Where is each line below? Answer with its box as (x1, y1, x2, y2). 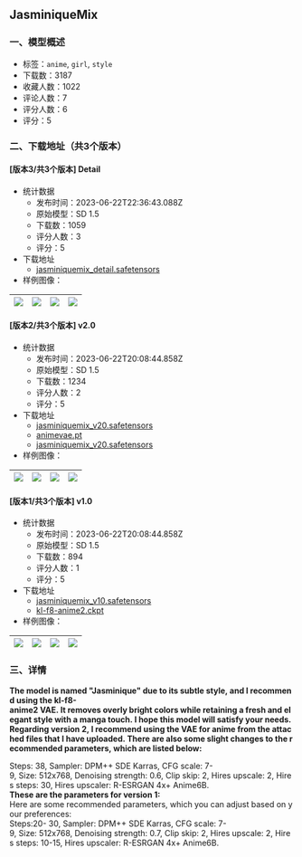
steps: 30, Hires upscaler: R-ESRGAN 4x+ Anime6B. (15, 779, 210, 790)
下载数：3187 (22, 70, 72, 81)
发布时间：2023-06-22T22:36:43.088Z (35, 196, 184, 207)
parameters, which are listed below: (64, 742, 203, 754)
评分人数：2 (35, 387, 81, 398)
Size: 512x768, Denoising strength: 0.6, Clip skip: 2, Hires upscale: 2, (18, 769, 274, 781)
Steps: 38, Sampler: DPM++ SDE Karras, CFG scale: (9, 760, 203, 771)
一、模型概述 (9, 36, 66, 49)
